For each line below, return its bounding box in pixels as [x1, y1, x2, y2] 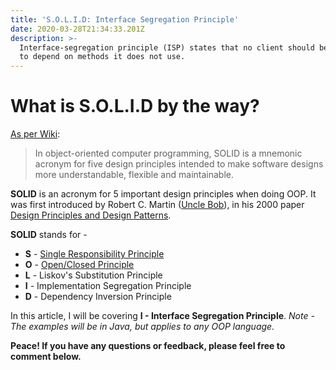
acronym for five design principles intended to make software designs [34, 158, 324, 170]
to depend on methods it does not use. [19, 52, 186, 62]
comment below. [10, 351, 82, 363]
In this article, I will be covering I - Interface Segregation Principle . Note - [10, 310, 315, 322]
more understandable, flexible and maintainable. [34, 169, 234, 181]
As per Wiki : [10, 128, 61, 140]
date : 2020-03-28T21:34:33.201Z [10, 24, 145, 34]
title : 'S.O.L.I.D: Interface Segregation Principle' [10, 14, 240, 25]
